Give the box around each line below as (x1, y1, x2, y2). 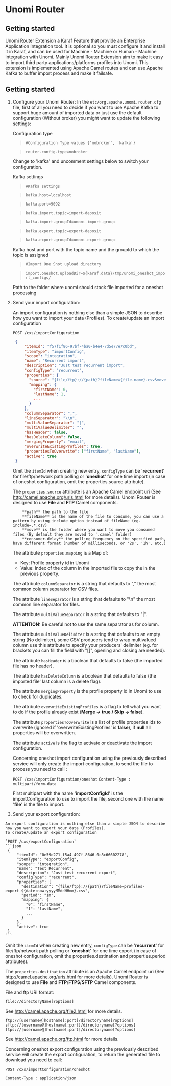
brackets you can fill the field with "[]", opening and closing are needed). (12, 647, 166, 653)
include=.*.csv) (12, 523, 47, 528)
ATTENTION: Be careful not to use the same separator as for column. (12, 621, 159, 627)
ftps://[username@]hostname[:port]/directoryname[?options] (5, 1027, 136, 1032)
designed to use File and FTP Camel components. (12, 499, 118, 505)
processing (12, 290, 37, 296)
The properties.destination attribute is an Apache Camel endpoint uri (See (5, 968, 165, 974)
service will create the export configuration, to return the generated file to (5, 1051, 160, 1057)
